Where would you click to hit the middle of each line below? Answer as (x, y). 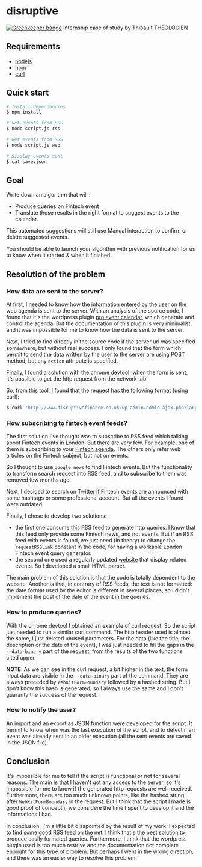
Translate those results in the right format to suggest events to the (97, 213)
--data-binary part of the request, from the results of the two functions (94, 651)
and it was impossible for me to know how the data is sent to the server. (95, 330)
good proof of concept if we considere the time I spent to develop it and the (100, 807)
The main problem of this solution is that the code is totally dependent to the (101, 578)
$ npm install (24, 112)
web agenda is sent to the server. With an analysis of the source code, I (95, 311)
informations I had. (29, 814)
